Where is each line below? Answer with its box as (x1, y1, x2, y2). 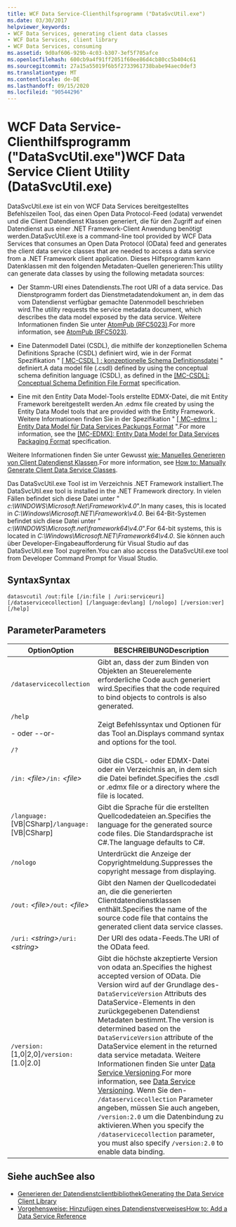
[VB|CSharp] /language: (11, 818, 89, 828)
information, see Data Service (97, 1077, 195, 1086)
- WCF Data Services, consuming (7, 43, 102, 50)
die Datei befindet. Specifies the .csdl (97, 773, 219, 783)
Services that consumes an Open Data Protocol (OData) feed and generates (7, 240, 227, 248)
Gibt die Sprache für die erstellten (97, 802, 209, 812)
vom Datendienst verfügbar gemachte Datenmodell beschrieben (17, 298, 204, 307)
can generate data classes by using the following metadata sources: (7, 269, 205, 278)
